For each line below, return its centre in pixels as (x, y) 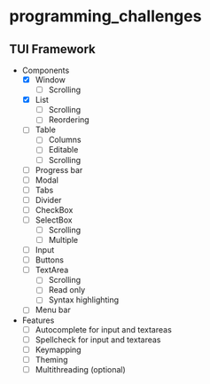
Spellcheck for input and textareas (98, 340)
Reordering (69, 120)
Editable (63, 150)
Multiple (63, 240)
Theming (51, 359)
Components (46, 70)
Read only (67, 290)
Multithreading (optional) (80, 369)
